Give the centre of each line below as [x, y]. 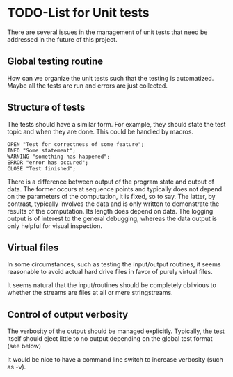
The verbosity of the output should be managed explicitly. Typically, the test [116, 331]
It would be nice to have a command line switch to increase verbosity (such [115, 360]
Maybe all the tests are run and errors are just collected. [88, 86]
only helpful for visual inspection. [55, 226]
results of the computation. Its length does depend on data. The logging [110, 211]
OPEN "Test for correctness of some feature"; [76, 144]
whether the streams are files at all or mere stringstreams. [90, 293]
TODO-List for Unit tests [78, 13]
